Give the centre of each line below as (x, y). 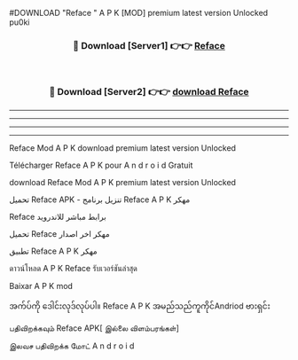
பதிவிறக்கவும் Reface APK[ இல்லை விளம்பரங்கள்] (94, 328)
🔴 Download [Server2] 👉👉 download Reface (149, 92)
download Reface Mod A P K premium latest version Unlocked (123, 182)
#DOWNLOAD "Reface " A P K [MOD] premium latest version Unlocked (139, 13)
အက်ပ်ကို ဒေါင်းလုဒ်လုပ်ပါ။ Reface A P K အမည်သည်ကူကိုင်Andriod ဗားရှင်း (140, 306)
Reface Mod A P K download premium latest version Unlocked (123, 148)
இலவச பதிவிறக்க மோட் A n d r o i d (72, 346)
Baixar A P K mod (41, 286)
